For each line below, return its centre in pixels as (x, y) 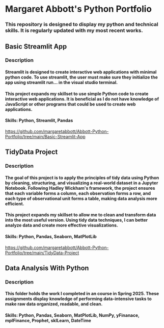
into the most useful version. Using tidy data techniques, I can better (77, 220)
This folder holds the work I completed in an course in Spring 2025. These (82, 294)
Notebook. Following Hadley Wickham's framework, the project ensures (80, 188)
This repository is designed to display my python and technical (82, 25)
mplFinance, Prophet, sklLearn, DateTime (48, 321)
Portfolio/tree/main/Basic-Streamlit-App (45, 136)
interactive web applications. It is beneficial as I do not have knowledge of (82, 99)
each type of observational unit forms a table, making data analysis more (81, 198)
